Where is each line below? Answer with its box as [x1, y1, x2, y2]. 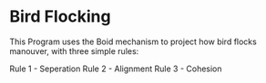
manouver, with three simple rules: [9, 45, 139, 56]
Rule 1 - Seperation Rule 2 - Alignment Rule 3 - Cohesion [9, 63, 222, 74]
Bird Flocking [9, 6, 111, 27]
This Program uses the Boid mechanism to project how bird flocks [9, 36, 257, 47]
